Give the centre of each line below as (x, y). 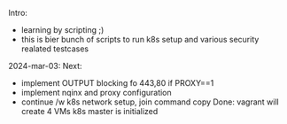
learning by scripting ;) (62, 30)
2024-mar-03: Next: (45, 66)
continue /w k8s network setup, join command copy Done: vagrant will (150, 102)
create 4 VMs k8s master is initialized (89, 111)
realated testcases (55, 49)
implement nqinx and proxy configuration (96, 93)
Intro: (18, 13)
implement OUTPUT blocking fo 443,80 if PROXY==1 (117, 83)
